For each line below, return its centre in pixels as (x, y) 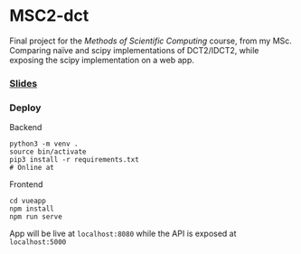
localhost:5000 (38, 242)
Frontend (26, 184)
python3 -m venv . (44, 144)
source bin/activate (48, 152)
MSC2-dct (49, 16)
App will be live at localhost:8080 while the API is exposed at (123, 234)
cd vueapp (28, 201)
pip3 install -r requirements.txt (75, 160)
